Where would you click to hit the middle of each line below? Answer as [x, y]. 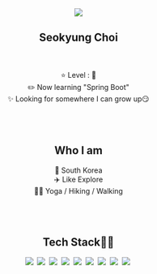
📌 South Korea [78, 170]
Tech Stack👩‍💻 [78, 242]
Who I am [78, 150]
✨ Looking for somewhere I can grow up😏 [78, 98]
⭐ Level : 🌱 [78, 75]
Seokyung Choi [78, 38]
